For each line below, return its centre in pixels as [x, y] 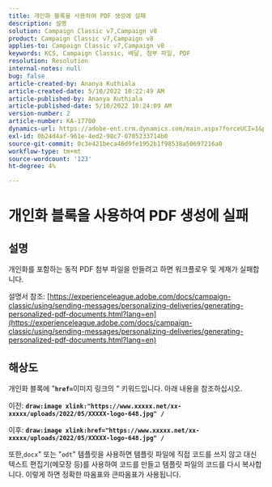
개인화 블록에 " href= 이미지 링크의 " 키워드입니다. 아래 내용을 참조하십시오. [125, 388]
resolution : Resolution [49, 61]
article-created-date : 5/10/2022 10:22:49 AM [86, 91]
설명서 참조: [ [29, 297]
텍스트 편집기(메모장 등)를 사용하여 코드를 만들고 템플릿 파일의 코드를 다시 [124, 464]
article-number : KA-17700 [52, 121]
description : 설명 [38, 23]
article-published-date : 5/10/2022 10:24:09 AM [90, 106]
